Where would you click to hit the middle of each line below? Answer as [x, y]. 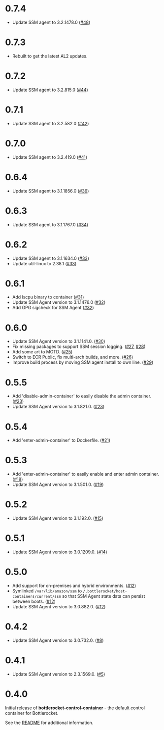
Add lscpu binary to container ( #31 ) [48, 297]
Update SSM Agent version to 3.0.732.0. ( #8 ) [58, 640]
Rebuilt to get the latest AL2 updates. [50, 56]
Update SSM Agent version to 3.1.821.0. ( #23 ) [58, 407]
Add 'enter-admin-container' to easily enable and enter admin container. [85, 474]
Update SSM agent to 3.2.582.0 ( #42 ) [50, 123]
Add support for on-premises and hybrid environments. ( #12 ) [74, 585]
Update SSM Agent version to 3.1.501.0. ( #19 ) [58, 485]
